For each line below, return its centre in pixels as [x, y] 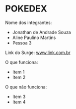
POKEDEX [26, 9]
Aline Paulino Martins [34, 37]
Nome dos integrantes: [29, 22]
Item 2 [19, 77]
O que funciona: [22, 62]
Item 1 [18, 72]
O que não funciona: [26, 87]
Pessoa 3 [22, 42]
